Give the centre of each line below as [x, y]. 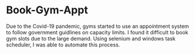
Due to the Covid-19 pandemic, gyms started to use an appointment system [97, 26]
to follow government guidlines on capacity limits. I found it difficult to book [97, 32]
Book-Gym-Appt [47, 10]
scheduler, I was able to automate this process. [63, 45]
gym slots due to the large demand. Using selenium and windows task [91, 38]
